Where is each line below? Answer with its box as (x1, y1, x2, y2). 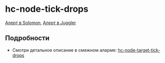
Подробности (5, 34, 50, 42)
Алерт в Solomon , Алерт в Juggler (5, 20, 76, 26)
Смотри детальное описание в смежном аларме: (12, 47, 117, 53)
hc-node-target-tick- (118, 47, 161, 53)
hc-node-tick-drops (5, 3, 89, 15)
